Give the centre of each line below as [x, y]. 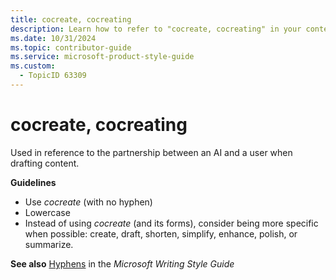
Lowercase [47, 212]
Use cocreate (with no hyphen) [88, 202]
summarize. [49, 244]
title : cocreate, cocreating [71, 19]
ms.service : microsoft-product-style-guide [102, 57]
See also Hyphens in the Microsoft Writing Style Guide [122, 263]
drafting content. [45, 163]
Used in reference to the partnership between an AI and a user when [151, 152]
